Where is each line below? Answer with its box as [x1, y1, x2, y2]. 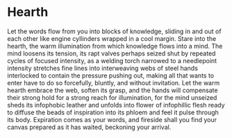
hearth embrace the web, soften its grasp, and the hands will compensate [7, 86, 218, 94]
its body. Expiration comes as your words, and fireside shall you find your [7, 115, 217, 123]
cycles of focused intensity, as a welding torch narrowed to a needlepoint [7, 56, 217, 64]
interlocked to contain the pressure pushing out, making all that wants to [7, 71, 214, 80]
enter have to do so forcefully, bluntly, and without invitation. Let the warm [7, 78, 220, 87]
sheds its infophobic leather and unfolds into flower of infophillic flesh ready [7, 101, 225, 109]
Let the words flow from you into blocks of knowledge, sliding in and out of [7, 27, 222, 35]
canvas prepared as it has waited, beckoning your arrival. [7, 123, 172, 131]
